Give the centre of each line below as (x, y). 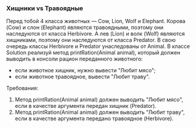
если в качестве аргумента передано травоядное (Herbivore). (94, 119)
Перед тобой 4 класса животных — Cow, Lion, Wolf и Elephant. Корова (96, 21)
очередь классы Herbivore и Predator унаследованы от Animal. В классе (98, 46)
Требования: (22, 88)
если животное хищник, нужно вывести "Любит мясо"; (85, 71)
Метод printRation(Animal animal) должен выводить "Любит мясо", (99, 100)
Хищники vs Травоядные (45, 8)
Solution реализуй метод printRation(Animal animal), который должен (93, 53)
